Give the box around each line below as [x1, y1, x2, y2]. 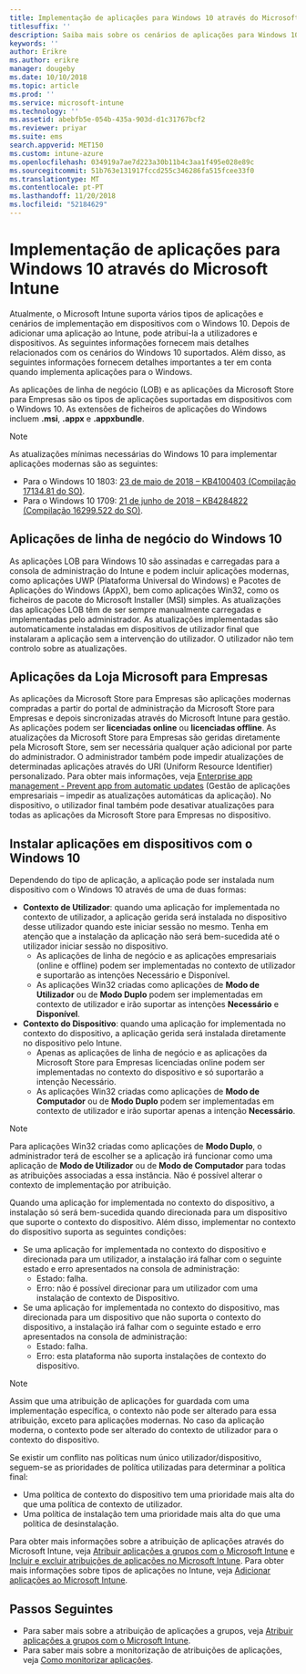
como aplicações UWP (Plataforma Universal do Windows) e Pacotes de [9, 575, 281, 586]
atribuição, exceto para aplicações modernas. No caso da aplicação [9, 1415, 265, 1426]
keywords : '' [9, 38, 59, 48]
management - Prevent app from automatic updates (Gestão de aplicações [9, 781, 291, 792]
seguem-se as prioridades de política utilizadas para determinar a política [9, 1461, 286, 1473]
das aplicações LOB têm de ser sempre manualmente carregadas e [9, 604, 262, 615]
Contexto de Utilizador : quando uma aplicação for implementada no [22, 902, 280, 913]
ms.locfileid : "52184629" [9, 200, 107, 210]
